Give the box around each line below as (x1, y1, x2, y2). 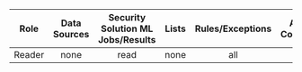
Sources (52, 28, 90, 40)
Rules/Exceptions (194, 22, 272, 35)
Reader (13, 49, 45, 60)
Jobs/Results (97, 34, 156, 45)
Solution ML (100, 22, 154, 35)
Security (108, 12, 147, 23)
